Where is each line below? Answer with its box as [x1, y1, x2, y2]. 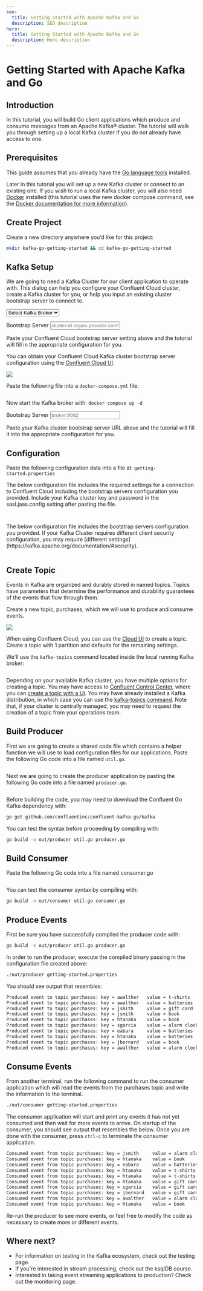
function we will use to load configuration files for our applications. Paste [6, 748, 188, 756]
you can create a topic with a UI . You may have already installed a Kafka [6, 689, 186, 696]
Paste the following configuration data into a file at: [6, 464, 133, 472]
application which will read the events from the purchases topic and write [6, 1084, 189, 1091]
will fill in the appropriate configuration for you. [6, 341, 123, 348]
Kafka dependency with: [6, 802, 67, 809]
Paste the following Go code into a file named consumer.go [6, 869, 153, 877]
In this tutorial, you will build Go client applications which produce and [6, 116, 181, 123]
